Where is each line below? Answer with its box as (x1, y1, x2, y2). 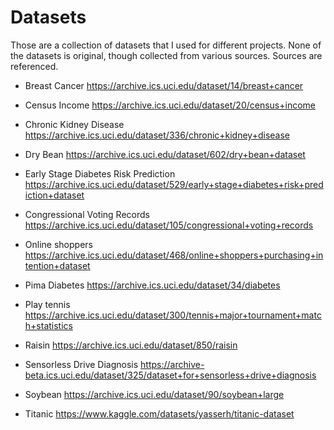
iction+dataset (24, 189, 85, 201)
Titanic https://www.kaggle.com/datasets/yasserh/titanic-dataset (24, 407, 295, 420)
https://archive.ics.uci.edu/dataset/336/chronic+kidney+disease (24, 129, 290, 141)
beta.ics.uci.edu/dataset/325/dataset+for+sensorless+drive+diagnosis (24, 369, 317, 381)
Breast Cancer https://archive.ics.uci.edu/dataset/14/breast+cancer (24, 79, 304, 91)
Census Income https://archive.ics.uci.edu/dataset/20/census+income (24, 99, 316, 111)
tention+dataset (24, 259, 91, 271)
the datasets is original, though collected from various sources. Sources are (10, 49, 323, 61)
